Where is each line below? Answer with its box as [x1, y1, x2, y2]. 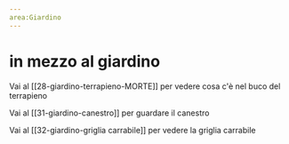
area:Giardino [9, 12, 62, 22]
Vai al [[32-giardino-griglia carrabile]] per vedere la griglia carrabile [9, 124, 256, 135]
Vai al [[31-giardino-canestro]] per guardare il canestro [9, 108, 210, 118]
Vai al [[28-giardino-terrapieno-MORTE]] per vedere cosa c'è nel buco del [9, 81, 281, 92]
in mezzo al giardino [9, 51, 161, 71]
